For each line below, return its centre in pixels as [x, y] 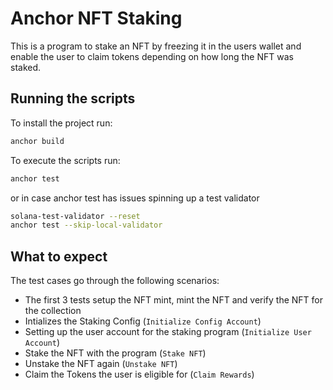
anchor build [37, 141]
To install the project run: [61, 123]
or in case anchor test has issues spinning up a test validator [135, 198]
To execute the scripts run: [65, 160]
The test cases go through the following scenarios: [115, 281]
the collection [53, 311]
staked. [26, 67]
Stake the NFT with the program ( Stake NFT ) [115, 353]
